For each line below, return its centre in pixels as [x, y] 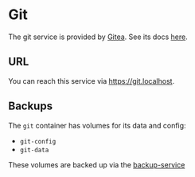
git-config [38, 141]
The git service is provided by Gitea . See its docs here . [98, 37]
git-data [34, 150]
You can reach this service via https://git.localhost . [92, 81]
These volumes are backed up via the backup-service [97, 164]
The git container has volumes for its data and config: [97, 125]
